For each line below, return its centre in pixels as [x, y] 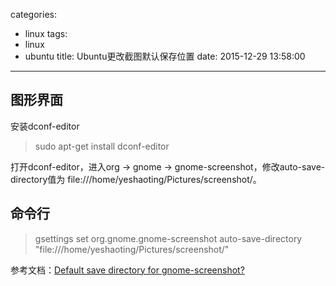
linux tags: [46, 33]
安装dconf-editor [45, 126]
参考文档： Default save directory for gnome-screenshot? [127, 270]
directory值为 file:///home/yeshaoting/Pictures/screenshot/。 [136, 179]
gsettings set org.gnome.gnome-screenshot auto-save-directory [168, 238]
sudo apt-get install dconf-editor [102, 146]
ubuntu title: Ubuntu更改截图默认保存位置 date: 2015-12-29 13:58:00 [165, 56]
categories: [33, 14]
